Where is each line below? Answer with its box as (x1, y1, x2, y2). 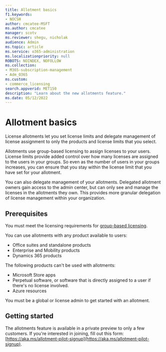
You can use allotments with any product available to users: (5, 232, 128, 238)
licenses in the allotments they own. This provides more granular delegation (5, 190, 161, 196)
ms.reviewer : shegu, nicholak (5, 35, 68, 40)
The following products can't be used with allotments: (5, 262, 116, 268)
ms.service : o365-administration (5, 49, 75, 54)
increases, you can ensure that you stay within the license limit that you (5, 164, 152, 170)
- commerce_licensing (5, 81, 50, 86)
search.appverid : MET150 (5, 86, 57, 91)
